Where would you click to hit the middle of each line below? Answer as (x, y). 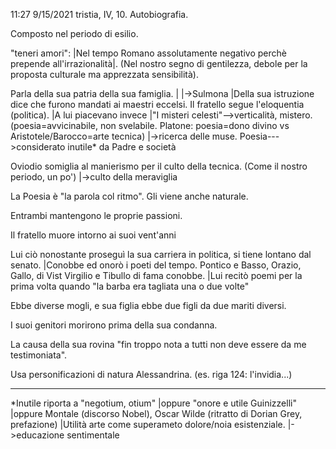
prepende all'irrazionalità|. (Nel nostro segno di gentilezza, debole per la (159, 63)
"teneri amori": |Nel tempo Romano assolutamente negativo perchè (148, 53)
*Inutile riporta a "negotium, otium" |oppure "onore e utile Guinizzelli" (153, 403)
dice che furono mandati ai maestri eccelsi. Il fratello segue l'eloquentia (157, 104)
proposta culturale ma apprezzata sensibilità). (104, 74)
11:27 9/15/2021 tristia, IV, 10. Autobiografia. (99, 14)
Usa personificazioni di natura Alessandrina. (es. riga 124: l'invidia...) (151, 374)
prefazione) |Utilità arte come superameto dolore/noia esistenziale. (148, 424)
